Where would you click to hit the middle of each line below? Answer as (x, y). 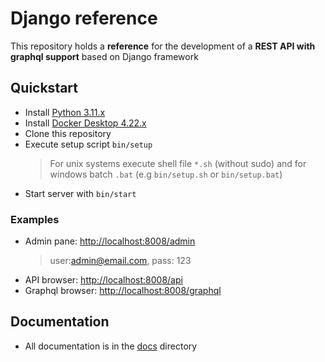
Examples (35, 219)
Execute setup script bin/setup (88, 144)
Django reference (84, 18)
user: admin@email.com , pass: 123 (120, 261)
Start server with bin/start (80, 193)
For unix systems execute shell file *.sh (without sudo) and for (178, 163)
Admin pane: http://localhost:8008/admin (110, 241)
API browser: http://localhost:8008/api (103, 280)
